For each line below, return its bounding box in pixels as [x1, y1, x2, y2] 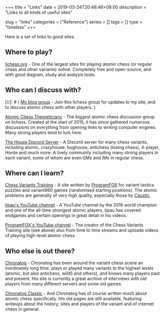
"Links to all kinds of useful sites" [5, 9, 73, 15]
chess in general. [5, 306, 40, 312]
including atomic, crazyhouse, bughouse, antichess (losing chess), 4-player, [5, 144, 160, 150]
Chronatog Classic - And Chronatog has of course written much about [5, 290, 147, 296]
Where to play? [5, 48, 53, 56]
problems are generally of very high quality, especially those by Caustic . [5, 192, 151, 199]
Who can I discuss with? [5, 86, 82, 94]
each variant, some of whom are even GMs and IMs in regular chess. [5, 155, 144, 161]
